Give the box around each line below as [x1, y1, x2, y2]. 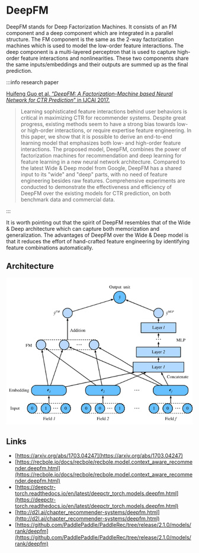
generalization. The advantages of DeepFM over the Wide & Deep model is [6, 232, 189, 239]
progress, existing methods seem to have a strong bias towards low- [20, 120, 188, 127]
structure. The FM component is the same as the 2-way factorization [6, 36, 174, 43]
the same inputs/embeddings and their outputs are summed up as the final [6, 60, 188, 68]
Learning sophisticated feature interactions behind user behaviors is [20, 108, 188, 115]
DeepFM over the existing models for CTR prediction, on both [20, 189, 171, 197]
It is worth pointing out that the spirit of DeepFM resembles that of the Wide [6, 218, 191, 226]
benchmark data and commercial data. [20, 196, 115, 203]
